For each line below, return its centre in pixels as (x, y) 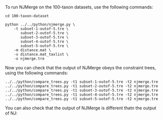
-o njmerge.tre (29, 59)
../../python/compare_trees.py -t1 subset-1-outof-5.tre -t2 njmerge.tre (82, 82)
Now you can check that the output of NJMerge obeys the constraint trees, (81, 68)
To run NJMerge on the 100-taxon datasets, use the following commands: (79, 7)
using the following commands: (37, 73)
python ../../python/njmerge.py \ (40, 24)
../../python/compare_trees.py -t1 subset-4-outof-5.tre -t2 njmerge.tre (82, 95)
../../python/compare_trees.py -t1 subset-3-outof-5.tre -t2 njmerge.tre (82, 90)
